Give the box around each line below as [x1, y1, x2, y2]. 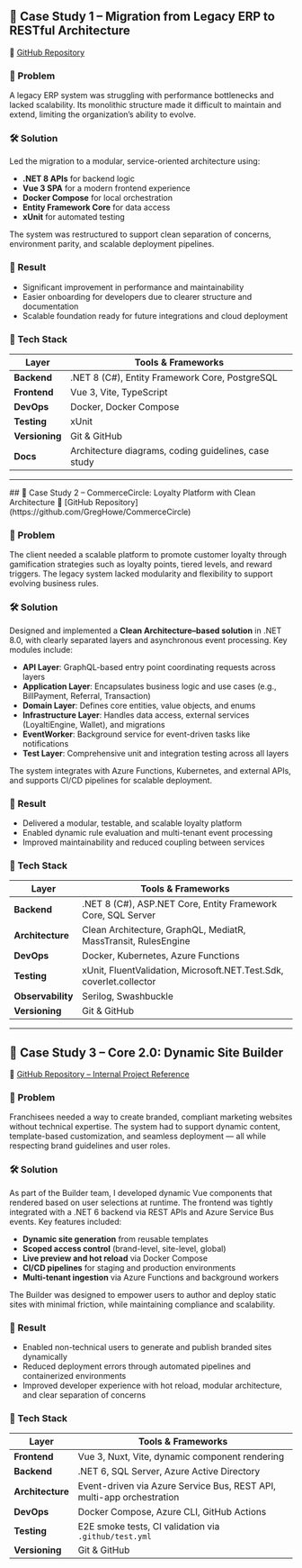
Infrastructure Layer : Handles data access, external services [22, 709, 250, 721]
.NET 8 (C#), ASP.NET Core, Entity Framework [82, 898, 278, 911]
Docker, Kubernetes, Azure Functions [82, 949, 240, 962]
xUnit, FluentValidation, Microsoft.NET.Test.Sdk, [82, 965, 284, 977]
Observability [13, 990, 74, 1002]
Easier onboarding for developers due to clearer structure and [22, 291, 253, 302]
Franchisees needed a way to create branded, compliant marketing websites [9, 1111, 293, 1122]
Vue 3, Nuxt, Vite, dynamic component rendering [77, 1451, 285, 1464]
